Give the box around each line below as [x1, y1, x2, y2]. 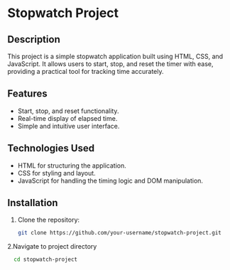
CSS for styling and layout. [17, 168, 96, 177]
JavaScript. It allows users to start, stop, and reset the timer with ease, [7, 60, 214, 68]
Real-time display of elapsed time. [17, 114, 118, 122]
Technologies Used [7, 142, 94, 154]
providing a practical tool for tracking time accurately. [7, 67, 165, 75]
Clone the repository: [17, 215, 80, 225]
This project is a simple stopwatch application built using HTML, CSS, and [7, 52, 224, 60]
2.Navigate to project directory [7, 242, 97, 251]
